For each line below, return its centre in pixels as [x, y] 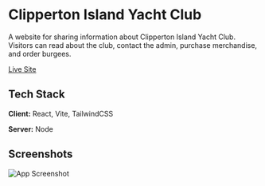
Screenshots [41, 154]
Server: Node [31, 129]
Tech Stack [37, 95]
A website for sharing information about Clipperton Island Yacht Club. [122, 37]
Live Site [22, 69]
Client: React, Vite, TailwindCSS [61, 113]
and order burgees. [40, 53]
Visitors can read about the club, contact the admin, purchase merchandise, [132, 45]
